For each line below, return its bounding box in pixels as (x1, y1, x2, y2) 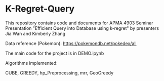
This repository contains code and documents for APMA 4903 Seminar (5, 20, 153, 26)
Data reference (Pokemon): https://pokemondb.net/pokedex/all (5, 40, 137, 46)
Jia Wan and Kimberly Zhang (5, 30, 66, 36)
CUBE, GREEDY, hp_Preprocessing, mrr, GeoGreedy (5, 69, 114, 76)
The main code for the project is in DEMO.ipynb (5, 50, 104, 56)
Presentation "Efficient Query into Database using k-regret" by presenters (5, 25, 159, 31)
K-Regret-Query (5, 3, 75, 15)
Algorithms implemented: (5, 60, 58, 66)
